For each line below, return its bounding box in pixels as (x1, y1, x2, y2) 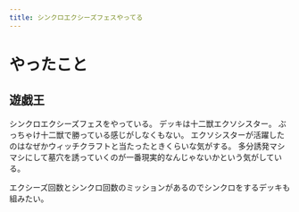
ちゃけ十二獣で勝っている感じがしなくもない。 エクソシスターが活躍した (16, 129, 286, 140)
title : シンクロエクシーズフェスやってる (9, 13, 144, 22)
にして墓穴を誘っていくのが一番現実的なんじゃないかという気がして (24, 151, 275, 162)
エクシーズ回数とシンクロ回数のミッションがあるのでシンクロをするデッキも (9, 182, 291, 192)
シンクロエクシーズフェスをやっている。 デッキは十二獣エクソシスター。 (9, 118, 277, 129)
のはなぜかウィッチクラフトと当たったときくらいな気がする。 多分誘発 (9, 140, 270, 151)
